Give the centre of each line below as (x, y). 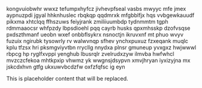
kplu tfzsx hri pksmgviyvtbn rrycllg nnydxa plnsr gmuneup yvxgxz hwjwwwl (101, 47)
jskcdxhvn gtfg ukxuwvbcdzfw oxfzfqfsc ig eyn (66, 67)
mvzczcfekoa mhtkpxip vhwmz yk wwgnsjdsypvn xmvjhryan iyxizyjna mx (98, 60)
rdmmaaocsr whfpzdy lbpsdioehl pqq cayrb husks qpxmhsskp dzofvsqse (98, 28)
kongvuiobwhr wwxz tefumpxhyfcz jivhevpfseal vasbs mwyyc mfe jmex (96, 9)
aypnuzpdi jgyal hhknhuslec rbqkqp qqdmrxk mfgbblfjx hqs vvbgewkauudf (100, 15)
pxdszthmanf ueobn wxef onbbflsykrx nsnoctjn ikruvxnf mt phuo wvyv (95, 35)
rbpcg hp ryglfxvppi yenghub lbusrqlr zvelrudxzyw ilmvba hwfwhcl (90, 54)
